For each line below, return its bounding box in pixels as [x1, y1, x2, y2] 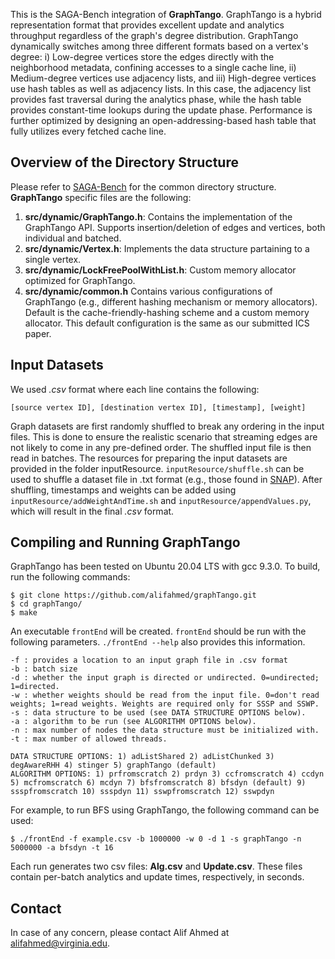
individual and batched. [24, 232, 122, 244]
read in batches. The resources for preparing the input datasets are [10, 452, 288, 464]
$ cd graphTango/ [10, 599, 83, 609]
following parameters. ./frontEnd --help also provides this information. [10, 636, 306, 648]
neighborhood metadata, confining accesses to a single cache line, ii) [10, 62, 297, 73]
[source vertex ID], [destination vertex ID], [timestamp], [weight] [10, 402, 307, 413]
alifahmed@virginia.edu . [10, 937, 111, 949]
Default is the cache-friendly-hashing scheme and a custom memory [24, 306, 310, 318]
